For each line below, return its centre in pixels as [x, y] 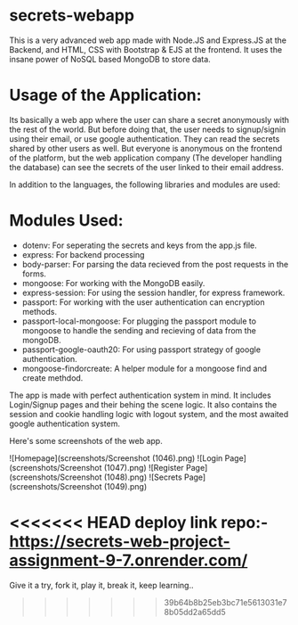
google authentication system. [64, 424]
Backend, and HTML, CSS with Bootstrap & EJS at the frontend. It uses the [146, 49]
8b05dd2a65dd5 [195, 612]
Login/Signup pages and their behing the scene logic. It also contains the [143, 404]
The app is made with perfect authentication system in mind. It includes [140, 395]
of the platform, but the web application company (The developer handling [146, 158]
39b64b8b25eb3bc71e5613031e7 [226, 602]
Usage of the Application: [105, 95]
